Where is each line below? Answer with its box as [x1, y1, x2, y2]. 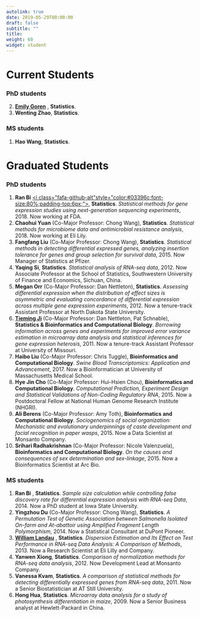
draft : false [6, 20, 39, 26]
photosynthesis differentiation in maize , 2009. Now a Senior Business [14, 598, 187, 605]
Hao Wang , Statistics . [14, 138, 70, 145]
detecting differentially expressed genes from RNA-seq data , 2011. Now [14, 579, 192, 586]
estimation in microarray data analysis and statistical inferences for [14, 334, 182, 341]
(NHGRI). [14, 404, 38, 411]
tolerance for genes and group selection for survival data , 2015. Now [14, 251, 185, 258]
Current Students [6, 68, 94, 81]
